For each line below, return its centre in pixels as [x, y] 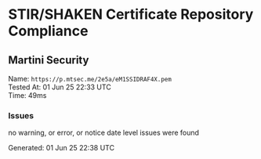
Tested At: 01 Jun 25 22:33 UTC [60, 87]
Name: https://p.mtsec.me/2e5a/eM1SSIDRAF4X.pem [90, 79]
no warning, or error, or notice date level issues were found [104, 133]
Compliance [48, 31]
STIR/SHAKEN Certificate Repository [131, 14]
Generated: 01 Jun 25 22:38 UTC [62, 148]
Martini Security [49, 60]
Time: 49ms [27, 95]
